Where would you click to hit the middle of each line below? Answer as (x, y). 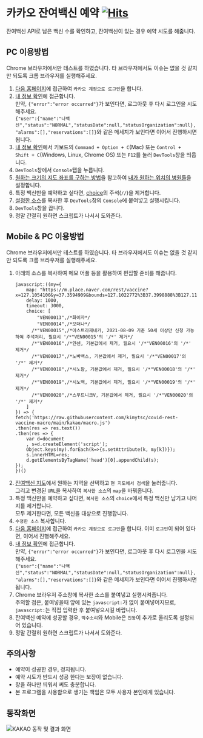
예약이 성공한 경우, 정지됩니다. (51, 669)
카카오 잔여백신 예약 (53, 13)
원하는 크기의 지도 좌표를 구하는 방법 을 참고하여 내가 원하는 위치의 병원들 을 (103, 177)
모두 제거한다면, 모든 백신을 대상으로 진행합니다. (72, 513)
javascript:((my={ (38, 284)
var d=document (45, 439)
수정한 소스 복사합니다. (41, 521)
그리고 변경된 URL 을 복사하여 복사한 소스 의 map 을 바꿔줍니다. (84, 490)
